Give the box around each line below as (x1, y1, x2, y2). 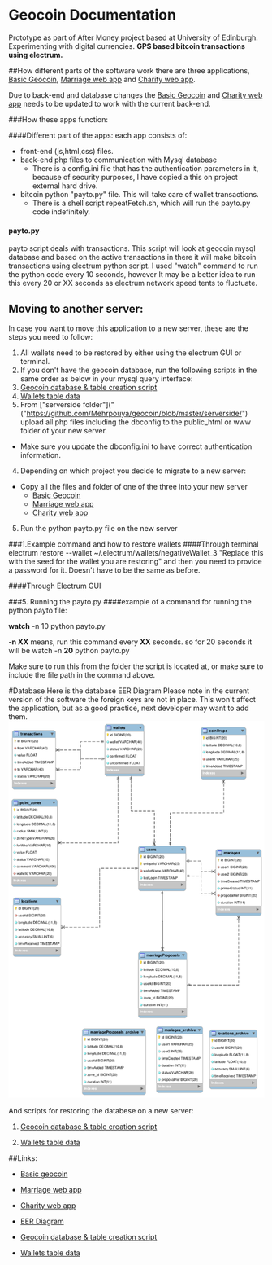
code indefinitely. (32, 206, 91, 217)
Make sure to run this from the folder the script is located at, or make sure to (8, 661, 264, 671)
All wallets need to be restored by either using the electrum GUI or (19, 348, 242, 358)
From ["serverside (19, 399, 81, 409)
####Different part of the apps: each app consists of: (8, 130, 188, 140)
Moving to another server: (8, 301, 144, 315)
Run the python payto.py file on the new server (19, 523, 178, 533)
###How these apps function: (8, 114, 108, 124)
